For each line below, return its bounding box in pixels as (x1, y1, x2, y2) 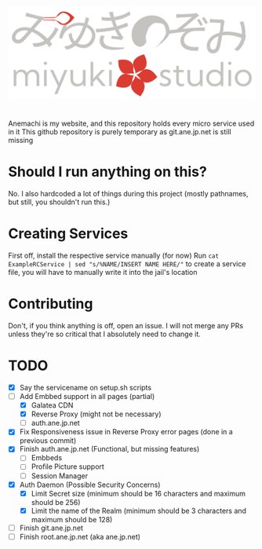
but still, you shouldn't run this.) (8, 197, 111, 207)
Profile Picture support (31, 462, 104, 471)
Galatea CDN (31, 401, 74, 410)
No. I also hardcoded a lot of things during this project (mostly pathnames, (8, 189, 249, 199)
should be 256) (31, 497, 81, 507)
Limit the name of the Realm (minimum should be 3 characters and (31, 506, 247, 515)
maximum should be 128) (31, 514, 113, 524)
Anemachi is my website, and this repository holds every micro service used (8, 119, 255, 128)
